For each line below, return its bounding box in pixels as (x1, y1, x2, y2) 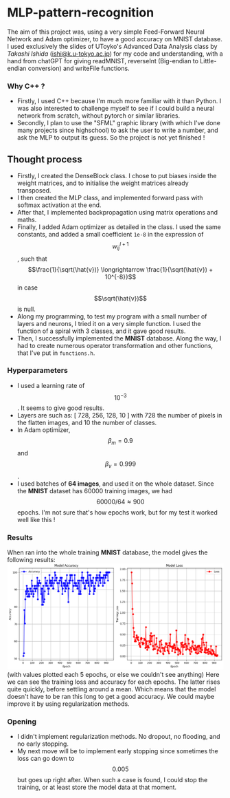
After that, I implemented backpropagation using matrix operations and (16, 208, 218, 217)
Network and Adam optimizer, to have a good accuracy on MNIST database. (7, 34, 223, 43)
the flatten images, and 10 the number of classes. (16, 418, 157, 427)
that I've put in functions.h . (16, 349, 95, 357)
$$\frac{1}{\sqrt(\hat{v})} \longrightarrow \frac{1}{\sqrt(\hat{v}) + (27, 265, 214, 273)
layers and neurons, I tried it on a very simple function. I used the (16, 319, 201, 327)
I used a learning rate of (16, 381, 85, 389)
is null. (16, 305, 36, 313)
